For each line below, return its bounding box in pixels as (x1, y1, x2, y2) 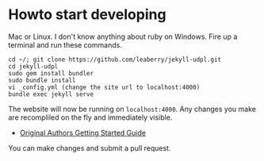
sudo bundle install (8, 76, 77, 84)
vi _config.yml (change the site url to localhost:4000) (8, 83, 201, 91)
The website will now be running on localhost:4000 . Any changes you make (8, 104, 256, 113)
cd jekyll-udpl (8, 62, 59, 71)
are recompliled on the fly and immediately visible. (8, 113, 173, 122)
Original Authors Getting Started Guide (19, 128, 147, 137)
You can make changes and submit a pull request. (8, 143, 171, 152)
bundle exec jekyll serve (8, 90, 94, 98)
